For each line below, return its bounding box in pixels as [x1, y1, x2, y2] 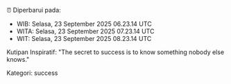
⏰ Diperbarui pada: [6, 6, 62, 14]
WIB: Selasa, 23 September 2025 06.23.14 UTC [16, 20, 152, 28]
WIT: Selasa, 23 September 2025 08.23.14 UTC [16, 35, 152, 42]
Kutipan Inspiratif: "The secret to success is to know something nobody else [6, 48, 225, 56]
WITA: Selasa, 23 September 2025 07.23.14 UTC [16, 27, 155, 35]
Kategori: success [6, 69, 58, 77]
